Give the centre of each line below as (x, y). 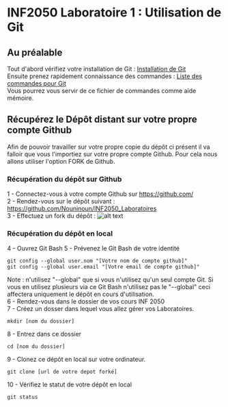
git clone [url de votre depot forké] (62, 372)
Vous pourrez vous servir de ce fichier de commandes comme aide (102, 91)
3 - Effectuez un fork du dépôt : (52, 216)
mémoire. (20, 98)
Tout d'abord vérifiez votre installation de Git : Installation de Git (97, 69)
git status (23, 397)
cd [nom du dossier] (37, 347)
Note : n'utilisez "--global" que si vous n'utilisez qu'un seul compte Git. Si (110, 280)
